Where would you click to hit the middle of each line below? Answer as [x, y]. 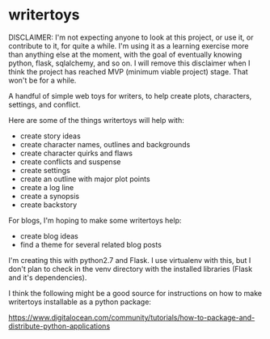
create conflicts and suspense [70, 161]
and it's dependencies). [48, 278]
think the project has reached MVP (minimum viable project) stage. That [128, 71]
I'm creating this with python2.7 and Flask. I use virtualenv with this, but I [130, 260]
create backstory [49, 205]
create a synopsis [50, 196]
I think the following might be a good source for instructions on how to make [135, 293]
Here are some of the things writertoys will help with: [96, 120]
